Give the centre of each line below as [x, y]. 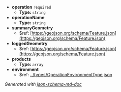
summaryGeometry [32, 28]
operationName [28, 17]
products [21, 59]
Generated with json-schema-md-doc [43, 84]
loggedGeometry [30, 43]
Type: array [31, 64]
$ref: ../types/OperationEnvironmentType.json [66, 75]
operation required [31, 7]
